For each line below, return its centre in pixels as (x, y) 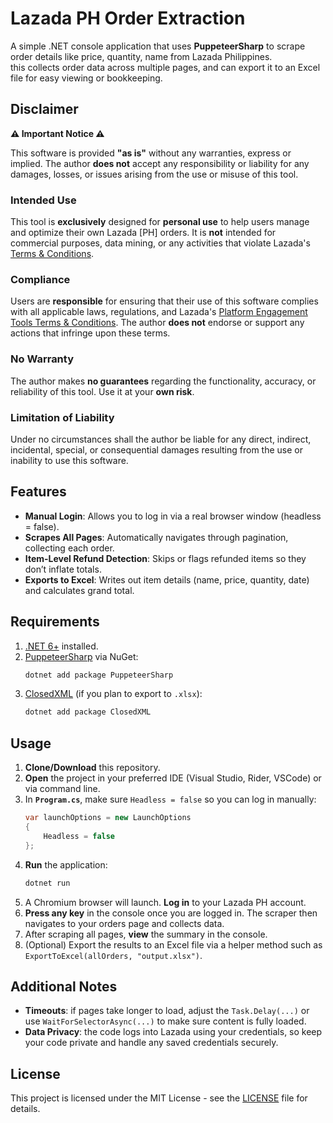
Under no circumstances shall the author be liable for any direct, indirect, (161, 439)
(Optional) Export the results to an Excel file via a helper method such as (173, 944)
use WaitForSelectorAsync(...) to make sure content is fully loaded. (165, 1021)
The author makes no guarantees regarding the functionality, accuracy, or (163, 381)
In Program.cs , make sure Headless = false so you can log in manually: (170, 799)
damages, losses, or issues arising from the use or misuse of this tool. (154, 174)
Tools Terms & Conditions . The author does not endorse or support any (157, 323)
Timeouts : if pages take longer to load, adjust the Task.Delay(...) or (167, 1011)
